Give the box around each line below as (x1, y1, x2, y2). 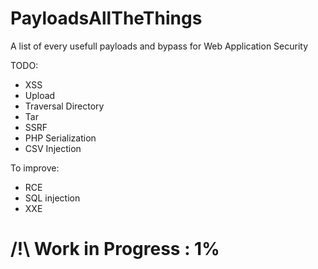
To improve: (10, 162, 60, 174)
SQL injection (24, 192, 81, 204)
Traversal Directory (24, 100, 105, 112)
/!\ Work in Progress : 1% (10, 238, 220, 261)
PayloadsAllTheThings (10, 7, 203, 30)
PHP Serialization (24, 132, 97, 144)
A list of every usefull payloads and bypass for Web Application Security (10, 40, 309, 52)
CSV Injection (24, 142, 82, 154)
